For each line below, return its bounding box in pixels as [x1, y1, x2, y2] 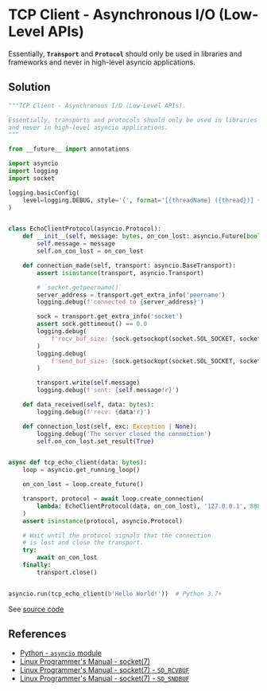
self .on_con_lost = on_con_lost [37, 247, 145, 255]
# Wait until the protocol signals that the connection [22, 532, 212, 540]
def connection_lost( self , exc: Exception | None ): [22, 422, 197, 430]
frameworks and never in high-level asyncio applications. [8, 57, 196, 67]
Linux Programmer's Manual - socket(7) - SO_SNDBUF [19, 673, 190, 683]
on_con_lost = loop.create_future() [22, 481, 145, 489]
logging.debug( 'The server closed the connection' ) [37, 430, 212, 438]
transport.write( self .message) [37, 379, 141, 387]
